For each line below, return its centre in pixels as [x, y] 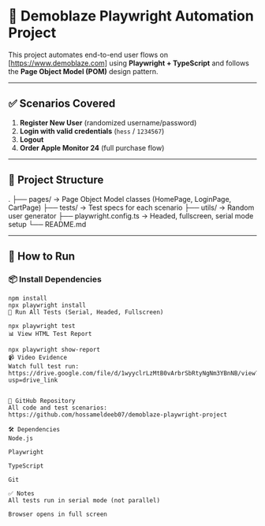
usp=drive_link [33, 381]
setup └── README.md [47, 224]
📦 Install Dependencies [55, 279]
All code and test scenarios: [58, 408]
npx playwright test [42, 326]
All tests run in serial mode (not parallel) [84, 501]
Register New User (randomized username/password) [108, 122]
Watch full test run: [44, 367]
